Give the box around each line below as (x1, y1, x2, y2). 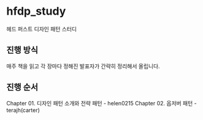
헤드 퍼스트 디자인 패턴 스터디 (6, 25, 77, 32)
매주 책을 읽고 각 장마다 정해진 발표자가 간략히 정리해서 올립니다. (6, 62, 161, 70)
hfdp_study (6, 4, 66, 18)
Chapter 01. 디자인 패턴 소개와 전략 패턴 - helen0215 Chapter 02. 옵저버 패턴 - (6, 99, 197, 107)
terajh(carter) (6, 106, 40, 114)
